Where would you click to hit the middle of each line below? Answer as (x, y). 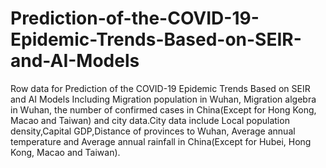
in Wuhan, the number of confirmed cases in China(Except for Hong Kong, (163, 109)
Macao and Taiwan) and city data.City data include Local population (150, 120)
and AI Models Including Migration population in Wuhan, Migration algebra (163, 99)
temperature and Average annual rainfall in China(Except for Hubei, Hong (161, 141)
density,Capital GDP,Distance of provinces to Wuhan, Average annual (153, 131)
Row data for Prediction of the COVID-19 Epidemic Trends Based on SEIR (160, 88)
